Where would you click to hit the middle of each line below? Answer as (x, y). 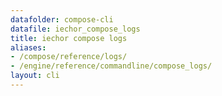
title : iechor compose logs (69, 38)
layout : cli (35, 76)
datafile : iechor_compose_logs (75, 29)
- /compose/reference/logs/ (69, 57)
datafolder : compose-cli (62, 19)
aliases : (28, 47)
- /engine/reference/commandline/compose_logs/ (111, 66)
